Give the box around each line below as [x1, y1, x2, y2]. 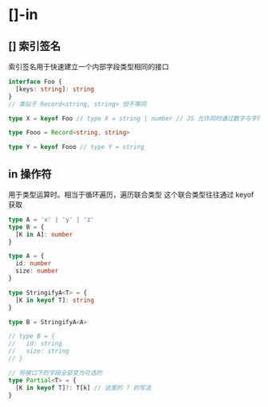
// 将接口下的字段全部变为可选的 [8, 369, 102, 377]
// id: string [8, 340, 62, 348]
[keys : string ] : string [15, 85, 94, 93]
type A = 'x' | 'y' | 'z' [8, 215, 94, 224]
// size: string [8, 347, 69, 355]
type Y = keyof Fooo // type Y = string [8, 143, 145, 151]
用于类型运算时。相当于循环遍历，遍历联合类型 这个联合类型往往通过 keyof [8, 190, 254, 199]
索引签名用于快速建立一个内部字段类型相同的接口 [8, 62, 169, 71]
